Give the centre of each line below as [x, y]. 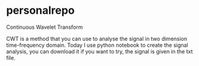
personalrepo [40, 10]
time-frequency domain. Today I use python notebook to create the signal [97, 45]
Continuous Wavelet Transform [44, 27]
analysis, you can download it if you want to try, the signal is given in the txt [99, 51]
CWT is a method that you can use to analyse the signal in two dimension [97, 38]
